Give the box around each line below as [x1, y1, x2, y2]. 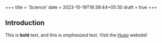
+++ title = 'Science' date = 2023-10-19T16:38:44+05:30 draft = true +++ [5, 4, 157, 10]
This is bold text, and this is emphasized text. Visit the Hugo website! [5, 32, 147, 38]
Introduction [5, 18, 45, 27]
